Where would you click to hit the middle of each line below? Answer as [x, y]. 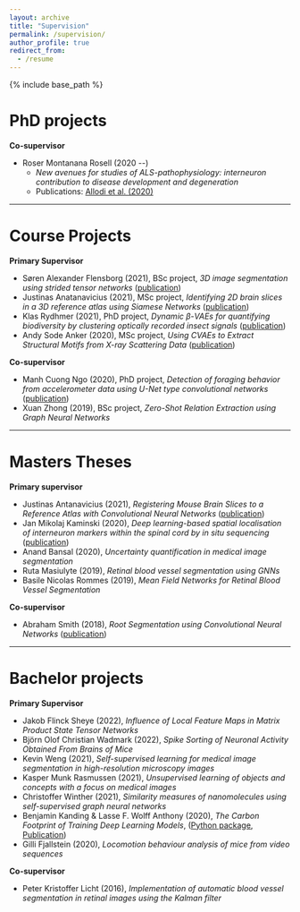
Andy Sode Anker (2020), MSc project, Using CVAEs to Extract [138, 335]
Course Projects [71, 236]
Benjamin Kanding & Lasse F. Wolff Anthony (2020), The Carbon [141, 815]
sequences [42, 853]
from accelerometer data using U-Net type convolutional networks [145, 388]
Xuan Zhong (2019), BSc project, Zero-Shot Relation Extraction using [149, 407]
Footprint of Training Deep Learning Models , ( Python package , [137, 825]
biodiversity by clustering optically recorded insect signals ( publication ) [154, 325]
